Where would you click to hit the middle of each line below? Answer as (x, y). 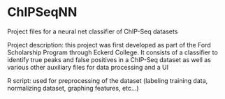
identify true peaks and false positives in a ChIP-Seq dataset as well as (109, 59)
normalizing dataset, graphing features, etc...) (73, 88)
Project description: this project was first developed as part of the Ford (109, 45)
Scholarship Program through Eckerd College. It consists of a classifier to (112, 52)
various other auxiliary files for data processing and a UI (88, 67)
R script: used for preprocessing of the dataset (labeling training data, (108, 80)
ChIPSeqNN (42, 12)
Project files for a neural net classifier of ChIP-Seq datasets (93, 31)
